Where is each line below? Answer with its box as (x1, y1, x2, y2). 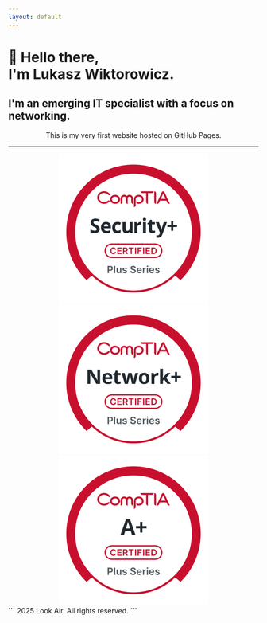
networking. (8, 109, 71, 123)
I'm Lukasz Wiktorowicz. (8, 65, 175, 83)
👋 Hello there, (8, 48, 99, 66)
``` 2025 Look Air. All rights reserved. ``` (8, 605, 137, 615)
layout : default (8, 13, 62, 21)
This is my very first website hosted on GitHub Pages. (45, 130, 222, 139)
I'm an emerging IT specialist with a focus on (8, 96, 234, 111)
